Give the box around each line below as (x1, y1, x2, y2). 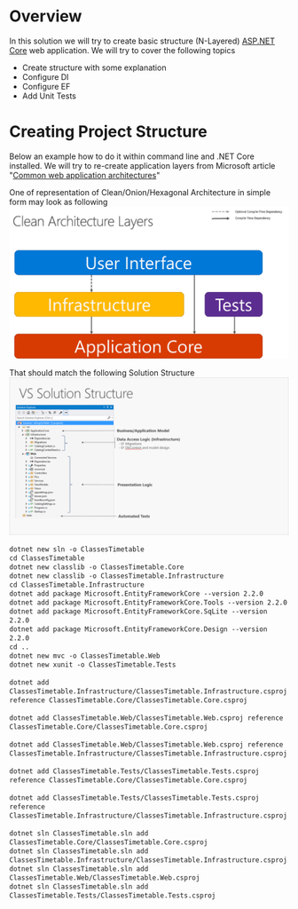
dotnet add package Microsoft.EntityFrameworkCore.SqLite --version (9, 606, 268, 616)
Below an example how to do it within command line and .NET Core (9, 151, 255, 162)
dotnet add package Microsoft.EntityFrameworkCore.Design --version (9, 624, 268, 634)
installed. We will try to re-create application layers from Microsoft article (9, 160, 276, 170)
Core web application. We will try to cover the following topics (9, 44, 236, 55)
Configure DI (21, 71, 69, 82)
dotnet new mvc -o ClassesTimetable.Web (9, 651, 161, 660)
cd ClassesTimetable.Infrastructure (9, 580, 145, 589)
